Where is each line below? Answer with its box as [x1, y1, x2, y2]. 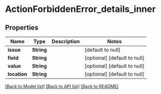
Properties [5, 23, 39, 32]
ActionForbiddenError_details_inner [5, 3, 156, 15]
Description [52, 38, 80, 45]
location [7, 71, 27, 78]
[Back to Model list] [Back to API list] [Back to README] [5, 84, 119, 89]
